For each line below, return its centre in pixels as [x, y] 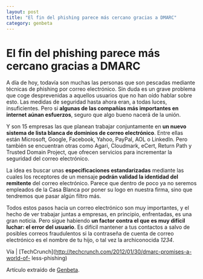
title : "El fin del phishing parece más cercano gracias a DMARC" [92, 18]
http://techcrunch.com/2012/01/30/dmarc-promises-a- [124, 252]
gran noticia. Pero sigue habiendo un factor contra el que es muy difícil [96, 221]
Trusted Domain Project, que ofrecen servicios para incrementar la [89, 153]
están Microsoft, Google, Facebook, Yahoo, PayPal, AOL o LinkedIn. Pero [97, 139]
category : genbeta [29, 23]
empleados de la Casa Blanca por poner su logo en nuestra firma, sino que [99, 190]
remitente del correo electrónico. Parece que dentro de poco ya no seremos [101, 183]
